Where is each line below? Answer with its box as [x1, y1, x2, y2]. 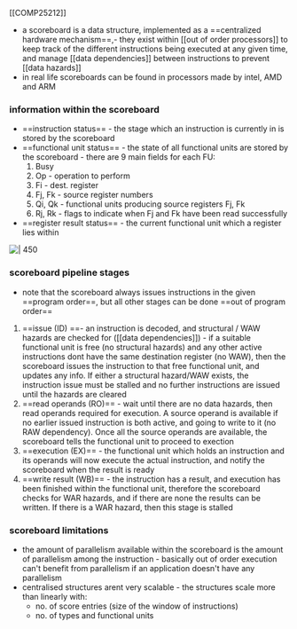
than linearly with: [21, 591, 88, 601]
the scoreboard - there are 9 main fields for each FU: [21, 152, 215, 162]
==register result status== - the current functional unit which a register [21, 217, 282, 229]
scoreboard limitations [9, 523, 109, 536]
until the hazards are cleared [21, 389, 127, 399]
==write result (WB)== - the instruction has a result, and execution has [21, 474, 281, 484]
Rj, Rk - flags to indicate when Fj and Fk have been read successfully [35, 208, 288, 219]
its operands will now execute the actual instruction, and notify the [21, 454, 265, 465]
